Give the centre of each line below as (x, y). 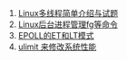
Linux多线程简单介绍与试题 (68, 13)
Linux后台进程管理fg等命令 (68, 24)
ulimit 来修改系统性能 (57, 47)
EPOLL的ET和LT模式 (56, 35)
